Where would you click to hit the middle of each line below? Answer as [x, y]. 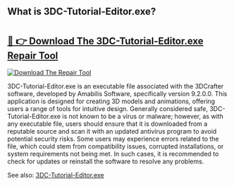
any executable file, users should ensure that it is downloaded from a [107, 124]
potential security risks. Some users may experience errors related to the [113, 139]
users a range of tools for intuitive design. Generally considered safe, [108, 109]
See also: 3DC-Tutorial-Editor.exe [56, 175]
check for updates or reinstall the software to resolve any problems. [106, 161]
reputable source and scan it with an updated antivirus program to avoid [112, 131]
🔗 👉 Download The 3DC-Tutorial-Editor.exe [105, 41]
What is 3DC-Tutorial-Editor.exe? [82, 12]
